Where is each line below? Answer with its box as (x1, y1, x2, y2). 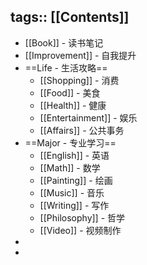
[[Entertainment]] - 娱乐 (39, 111, 138, 124)
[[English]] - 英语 (39, 149, 110, 161)
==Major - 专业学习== (24, 136, 117, 149)
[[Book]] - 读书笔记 (24, 36, 104, 49)
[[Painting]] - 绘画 (39, 174, 113, 186)
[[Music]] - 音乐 (39, 186, 105, 199)
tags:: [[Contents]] (10, 9, 130, 26)
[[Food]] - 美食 (39, 86, 101, 99)
